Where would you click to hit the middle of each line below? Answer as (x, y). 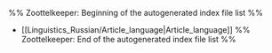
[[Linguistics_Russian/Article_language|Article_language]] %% (136, 30)
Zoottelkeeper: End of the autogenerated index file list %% (128, 39)
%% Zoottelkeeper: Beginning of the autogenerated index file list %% (136, 13)
